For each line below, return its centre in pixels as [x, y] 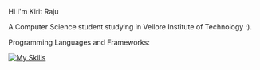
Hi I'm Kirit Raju [33, 12]
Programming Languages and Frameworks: [79, 42]
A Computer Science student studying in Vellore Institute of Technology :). [130, 27]
